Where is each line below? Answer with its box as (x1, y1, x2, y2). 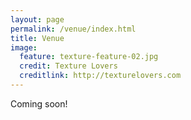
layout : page (10, 14, 65, 25)
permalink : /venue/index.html (10, 24, 137, 34)
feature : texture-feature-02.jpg (19, 52, 159, 62)
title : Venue (10, 33, 65, 43)
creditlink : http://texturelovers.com (19, 71, 182, 81)
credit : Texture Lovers (19, 61, 118, 71)
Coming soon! (10, 97, 68, 110)
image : (10, 42, 38, 53)
